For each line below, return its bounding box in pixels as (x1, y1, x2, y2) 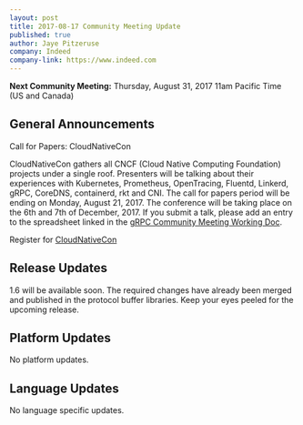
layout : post (9, 13, 59, 23)
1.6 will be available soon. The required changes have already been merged (9, 284, 293, 296)
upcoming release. (9, 304, 80, 315)
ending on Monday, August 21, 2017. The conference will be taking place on (9, 197, 293, 207)
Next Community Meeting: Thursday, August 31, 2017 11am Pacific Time (9, 81, 282, 91)
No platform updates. (9, 354, 89, 365)
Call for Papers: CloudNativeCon (9, 140, 132, 151)
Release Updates (9, 260, 107, 276)
